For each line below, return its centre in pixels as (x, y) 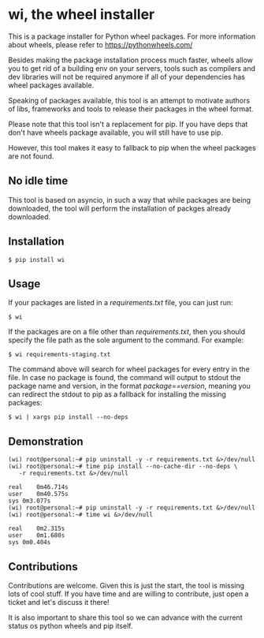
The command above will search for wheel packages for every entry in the (129, 369)
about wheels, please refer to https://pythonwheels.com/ (100, 44)
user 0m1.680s (37, 535)
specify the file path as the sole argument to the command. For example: (126, 340)
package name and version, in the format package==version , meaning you (129, 386)
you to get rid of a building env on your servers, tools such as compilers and (132, 68)
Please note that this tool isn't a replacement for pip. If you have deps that (128, 124)
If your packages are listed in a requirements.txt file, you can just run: (121, 303)
